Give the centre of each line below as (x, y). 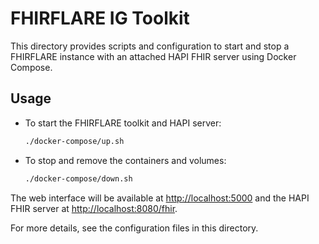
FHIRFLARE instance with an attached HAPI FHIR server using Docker (153, 56)
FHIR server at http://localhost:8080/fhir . (94, 208)
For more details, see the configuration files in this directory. (134, 228)
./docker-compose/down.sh (78, 178)
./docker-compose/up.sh (74, 141)
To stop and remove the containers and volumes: (125, 160)
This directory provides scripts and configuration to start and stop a (150, 46)
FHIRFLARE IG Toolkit (100, 18)
